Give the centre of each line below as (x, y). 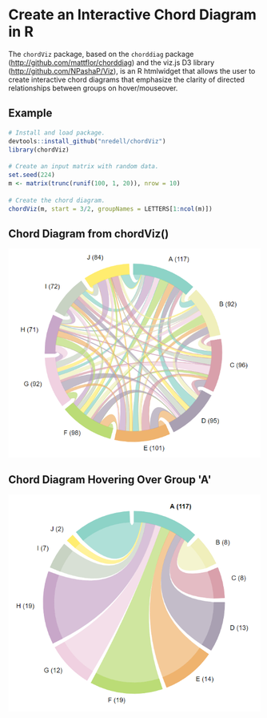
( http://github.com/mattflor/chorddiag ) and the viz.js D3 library (112, 63)
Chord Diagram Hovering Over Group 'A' (110, 480)
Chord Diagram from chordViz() (89, 234)
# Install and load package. (57, 133)
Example (30, 113)
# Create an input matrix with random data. (84, 167)
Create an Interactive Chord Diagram (133, 15)
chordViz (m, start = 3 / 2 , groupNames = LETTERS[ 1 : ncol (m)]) (111, 209)
